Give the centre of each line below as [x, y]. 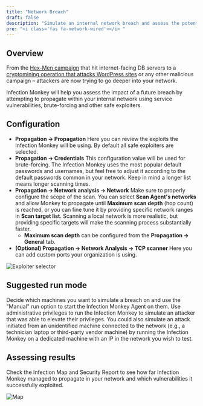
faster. [23, 229]
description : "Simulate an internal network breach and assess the [93, 23]
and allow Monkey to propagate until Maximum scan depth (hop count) [104, 203]
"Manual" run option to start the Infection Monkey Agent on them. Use [94, 306]
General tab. [40, 241]
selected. [27, 151]
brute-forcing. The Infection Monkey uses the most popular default [98, 165]
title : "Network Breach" [37, 12]
